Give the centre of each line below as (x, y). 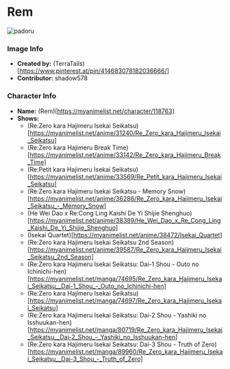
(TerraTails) (69, 64)
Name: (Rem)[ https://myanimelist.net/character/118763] (95, 111)
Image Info (25, 49)
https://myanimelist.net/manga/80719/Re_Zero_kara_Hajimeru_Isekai (126, 329)
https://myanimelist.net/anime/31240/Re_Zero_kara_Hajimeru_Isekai (125, 133)
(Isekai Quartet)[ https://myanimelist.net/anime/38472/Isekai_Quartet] (125, 235)
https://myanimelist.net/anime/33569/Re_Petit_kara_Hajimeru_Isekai (126, 176)
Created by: (34, 64)
